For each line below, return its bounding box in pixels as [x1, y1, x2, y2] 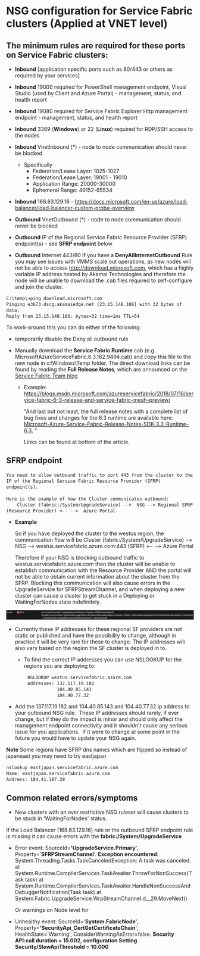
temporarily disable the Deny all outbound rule [14, 335, 129, 342]
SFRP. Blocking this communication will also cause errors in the [14, 579, 171, 586]
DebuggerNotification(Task [14, 889, 82, 896]
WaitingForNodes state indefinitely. [14, 598, 101, 605]
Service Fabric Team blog [14, 372, 79, 379]
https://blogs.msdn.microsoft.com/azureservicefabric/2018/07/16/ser [23, 390, 194, 397]
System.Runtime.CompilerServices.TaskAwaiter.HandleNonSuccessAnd [14, 882, 190, 889]
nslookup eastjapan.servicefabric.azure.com [6, 765, 118, 771]
